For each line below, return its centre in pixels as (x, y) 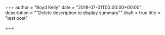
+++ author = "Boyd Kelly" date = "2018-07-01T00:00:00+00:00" (73, 7)
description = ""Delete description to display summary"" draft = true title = (83, 13)
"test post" (16, 18)
